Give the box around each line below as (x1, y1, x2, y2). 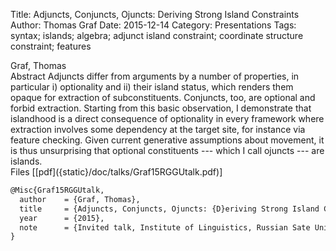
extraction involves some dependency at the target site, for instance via (10, 124, 306, 135)
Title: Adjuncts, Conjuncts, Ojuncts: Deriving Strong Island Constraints (10, 9, 300, 20)
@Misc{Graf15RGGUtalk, (10, 185, 105, 195)
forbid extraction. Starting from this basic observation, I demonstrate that (10, 102, 312, 114)
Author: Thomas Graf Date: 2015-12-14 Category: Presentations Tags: (10, 19, 297, 31)
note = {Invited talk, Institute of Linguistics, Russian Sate (19, 222, 311, 233)
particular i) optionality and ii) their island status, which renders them (10, 81, 294, 93)
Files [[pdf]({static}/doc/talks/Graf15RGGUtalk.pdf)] (10, 166, 223, 178)
